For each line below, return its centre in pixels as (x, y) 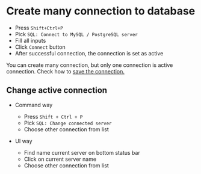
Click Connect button (40, 47)
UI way (23, 141)
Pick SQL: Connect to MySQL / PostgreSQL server (76, 34)
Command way (34, 105)
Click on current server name (60, 159)
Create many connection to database (101, 11)
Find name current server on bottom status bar (82, 152)
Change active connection (57, 91)
